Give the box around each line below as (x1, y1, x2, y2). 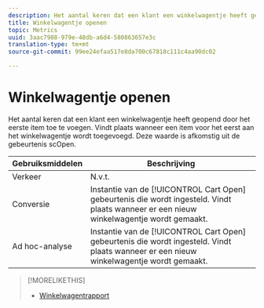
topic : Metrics (8, 26, 58, 34)
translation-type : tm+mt (8, 41, 90, 49)
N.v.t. (90, 171, 110, 182)
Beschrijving (146, 158, 196, 168)
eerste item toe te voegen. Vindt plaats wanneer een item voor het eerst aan (8, 122, 255, 132)
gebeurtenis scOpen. (8, 139, 76, 149)
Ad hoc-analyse (12, 241, 72, 252)
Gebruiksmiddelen (12, 158, 83, 168)
